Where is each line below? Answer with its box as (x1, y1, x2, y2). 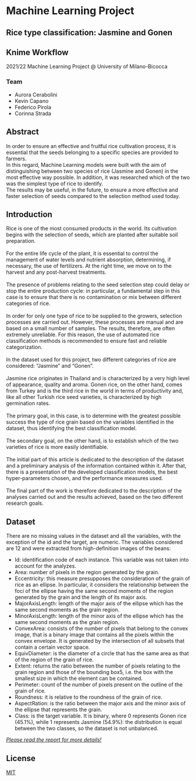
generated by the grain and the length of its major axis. (14, 594, 148, 601)
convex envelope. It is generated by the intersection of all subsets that (14, 638, 185, 645)
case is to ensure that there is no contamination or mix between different (6, 294, 182, 301)
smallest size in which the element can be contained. (14, 675, 143, 682)
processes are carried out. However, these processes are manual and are (6, 319, 184, 326)
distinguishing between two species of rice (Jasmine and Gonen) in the (6, 167, 178, 175)
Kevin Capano (14, 97, 49, 104)
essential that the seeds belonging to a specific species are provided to (6, 149, 179, 156)
